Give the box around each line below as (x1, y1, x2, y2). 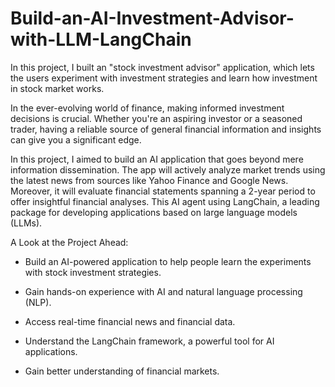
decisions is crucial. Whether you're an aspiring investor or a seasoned (10, 112, 303, 124)
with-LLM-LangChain (10, 28, 192, 51)
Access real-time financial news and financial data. (24, 315, 236, 327)
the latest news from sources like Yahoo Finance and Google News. (10, 174, 289, 186)
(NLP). (24, 296, 52, 308)
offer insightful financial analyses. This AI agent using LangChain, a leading (10, 195, 320, 207)
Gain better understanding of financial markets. (24, 365, 220, 377)
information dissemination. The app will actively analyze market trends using (10, 163, 326, 176)
